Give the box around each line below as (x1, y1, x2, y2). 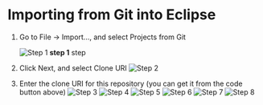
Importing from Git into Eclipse (7, 6, 216, 24)
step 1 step (49, 47, 86, 57)
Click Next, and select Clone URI (18, 63, 128, 73)
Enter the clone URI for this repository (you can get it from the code (18, 79, 243, 88)
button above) (18, 87, 66, 97)
